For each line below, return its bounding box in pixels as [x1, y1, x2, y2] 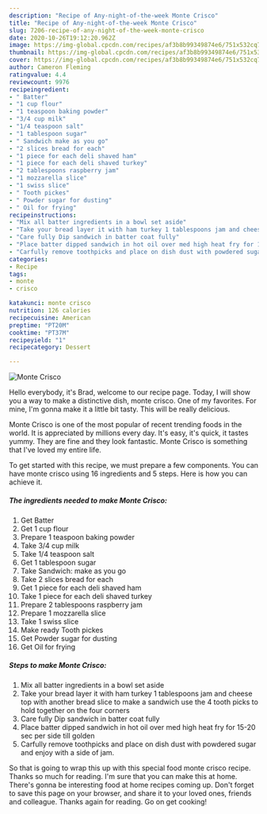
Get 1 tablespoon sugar [20, 557, 97, 568]
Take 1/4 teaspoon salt [20, 550, 94, 559]
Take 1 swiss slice [20, 617, 79, 627]
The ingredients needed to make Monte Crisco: [9, 496, 167, 505]
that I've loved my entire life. [9, 446, 101, 455]
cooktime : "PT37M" [9, 329, 70, 337]
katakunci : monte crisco [9, 299, 91, 307]
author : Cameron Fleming [9, 64, 91, 71]
